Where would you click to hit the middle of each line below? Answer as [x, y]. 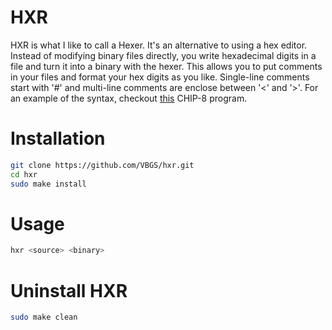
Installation [58, 138]
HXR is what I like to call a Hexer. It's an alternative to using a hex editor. [159, 45]
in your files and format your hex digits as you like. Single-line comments [160, 77]
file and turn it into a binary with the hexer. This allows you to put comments [166, 66]
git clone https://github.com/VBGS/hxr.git [102, 165]
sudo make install [48, 184]
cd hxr [24, 174]
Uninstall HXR [69, 290]
